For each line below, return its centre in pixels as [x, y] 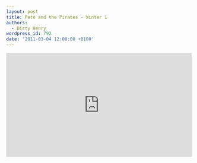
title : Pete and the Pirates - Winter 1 [57, 17]
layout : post [22, 12]
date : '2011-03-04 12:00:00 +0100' [50, 39]
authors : [17, 23]
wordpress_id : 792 [29, 34]
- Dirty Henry [29, 28]
